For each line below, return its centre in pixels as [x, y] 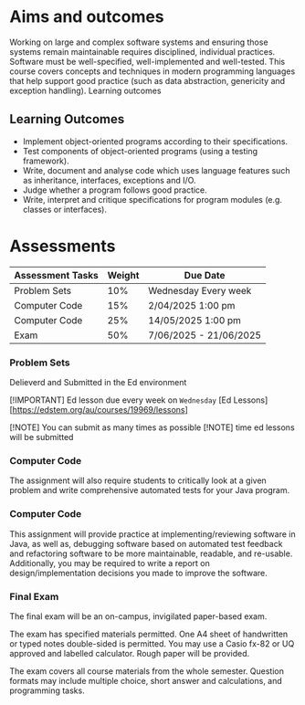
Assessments [63, 246]
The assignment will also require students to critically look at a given [138, 480]
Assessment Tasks [56, 275]
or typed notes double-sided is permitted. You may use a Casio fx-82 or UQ [152, 643]
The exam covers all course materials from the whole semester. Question [147, 671]
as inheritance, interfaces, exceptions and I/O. [109, 180]
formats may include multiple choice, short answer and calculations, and [146, 680]
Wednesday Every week [200, 290]
